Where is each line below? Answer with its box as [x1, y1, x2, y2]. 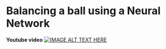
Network [6, 17, 50, 30]
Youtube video [6, 36, 43, 43]
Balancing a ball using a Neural [6, 4, 161, 18]
